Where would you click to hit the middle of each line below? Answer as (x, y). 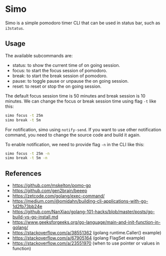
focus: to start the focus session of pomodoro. (60, 70)
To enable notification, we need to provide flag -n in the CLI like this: (75, 144)
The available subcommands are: (39, 55)
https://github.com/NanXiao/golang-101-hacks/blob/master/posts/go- (83, 212)
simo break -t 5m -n (27, 158)
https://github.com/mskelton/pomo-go (52, 185)
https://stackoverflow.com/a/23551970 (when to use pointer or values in (86, 243)
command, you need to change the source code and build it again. (73, 135)
